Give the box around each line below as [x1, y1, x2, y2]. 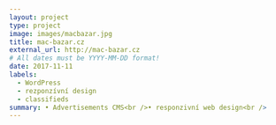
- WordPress [17, 78, 62, 87]
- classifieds [17, 94, 69, 104]
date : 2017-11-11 [9, 62, 73, 71]
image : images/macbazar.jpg [9, 29, 113, 38]
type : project [9, 21, 62, 30]
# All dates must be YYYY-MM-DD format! [9, 54, 161, 62]
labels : [9, 70, 38, 79]
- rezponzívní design [17, 86, 97, 95]
